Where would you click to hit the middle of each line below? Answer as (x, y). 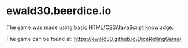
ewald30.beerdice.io (59, 11)
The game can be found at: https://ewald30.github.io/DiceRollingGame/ (94, 39)
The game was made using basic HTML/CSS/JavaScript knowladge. (90, 27)
